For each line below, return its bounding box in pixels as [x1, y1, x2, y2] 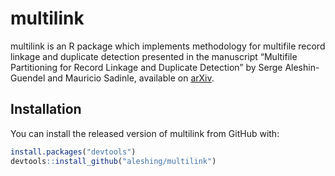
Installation [10, 101, 82, 118]
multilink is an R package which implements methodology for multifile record [10, 40, 326, 52]
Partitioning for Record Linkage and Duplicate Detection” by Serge [10, 61, 283, 73]
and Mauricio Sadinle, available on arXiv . [47, 72, 215, 84]
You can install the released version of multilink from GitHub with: [10, 127, 280, 139]
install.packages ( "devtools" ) [10, 147, 137, 157]
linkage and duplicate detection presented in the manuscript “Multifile [10, 50, 298, 62]
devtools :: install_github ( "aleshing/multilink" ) [10, 156, 217, 166]
